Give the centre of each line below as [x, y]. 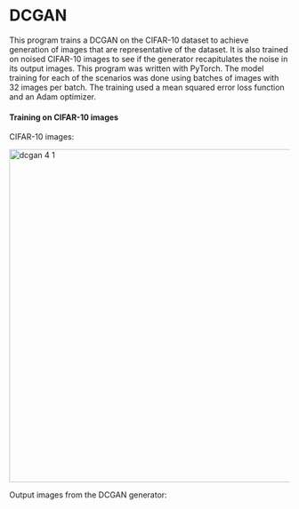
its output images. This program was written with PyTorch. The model [137, 68]
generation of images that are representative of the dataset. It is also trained [149, 49]
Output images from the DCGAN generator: [88, 495]
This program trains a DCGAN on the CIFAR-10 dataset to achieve [129, 40]
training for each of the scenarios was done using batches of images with [144, 77]
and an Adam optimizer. [53, 96]
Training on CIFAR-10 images [64, 117]
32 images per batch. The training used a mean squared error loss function [147, 87]
